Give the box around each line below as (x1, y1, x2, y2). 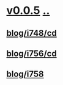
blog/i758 (6, 69, 44, 80)
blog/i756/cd (6, 48, 57, 58)
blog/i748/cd (6, 28, 57, 38)
